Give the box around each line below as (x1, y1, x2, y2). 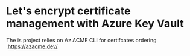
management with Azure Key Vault (6, 17, 184, 30)
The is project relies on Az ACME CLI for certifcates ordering (6, 36, 157, 43)
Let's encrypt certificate (6, 4, 131, 18)
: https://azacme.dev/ (6, 43, 59, 50)
